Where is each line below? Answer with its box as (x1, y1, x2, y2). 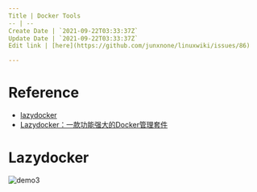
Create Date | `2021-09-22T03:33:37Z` (8, 27, 139, 35)
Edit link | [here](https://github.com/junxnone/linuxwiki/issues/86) (8, 42, 251, 50)
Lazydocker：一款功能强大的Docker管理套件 (19, 120, 168, 130)
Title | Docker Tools (8, 11, 81, 20)
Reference (8, 84, 79, 102)
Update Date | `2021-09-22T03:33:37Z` (8, 34, 139, 43)
